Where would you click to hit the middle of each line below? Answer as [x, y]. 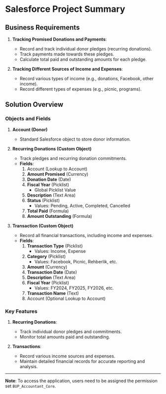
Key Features [21, 311]
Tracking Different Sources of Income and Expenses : [67, 69]
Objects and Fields [28, 119]
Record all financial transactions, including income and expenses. [86, 235]
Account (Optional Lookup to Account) [66, 298]
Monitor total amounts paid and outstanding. [65, 337]
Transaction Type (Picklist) [55, 246]
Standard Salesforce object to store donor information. [75, 139]
